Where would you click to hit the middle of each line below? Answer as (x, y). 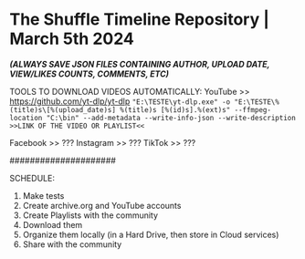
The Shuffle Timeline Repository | (139, 20)
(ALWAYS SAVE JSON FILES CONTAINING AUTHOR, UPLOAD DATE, (140, 64)
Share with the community (72, 244)
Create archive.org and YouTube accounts (102, 205)
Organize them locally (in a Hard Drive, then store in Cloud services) (151, 234)
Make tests (43, 195)
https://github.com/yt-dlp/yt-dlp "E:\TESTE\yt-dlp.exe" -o (120, 101)
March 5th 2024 (72, 39)
